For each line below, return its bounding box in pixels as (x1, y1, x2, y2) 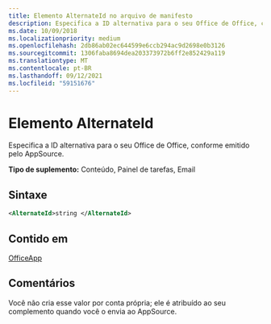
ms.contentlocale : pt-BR (8, 64, 92, 73)
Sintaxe (8, 188, 48, 201)
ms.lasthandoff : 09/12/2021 (8, 72, 103, 80)
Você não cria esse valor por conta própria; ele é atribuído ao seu (8, 297, 227, 307)
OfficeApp (8, 253, 43, 263)
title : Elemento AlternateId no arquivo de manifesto (8, 11, 194, 20)
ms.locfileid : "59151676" (8, 79, 95, 87)
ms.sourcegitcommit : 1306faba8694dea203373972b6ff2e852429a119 (8, 49, 226, 57)
